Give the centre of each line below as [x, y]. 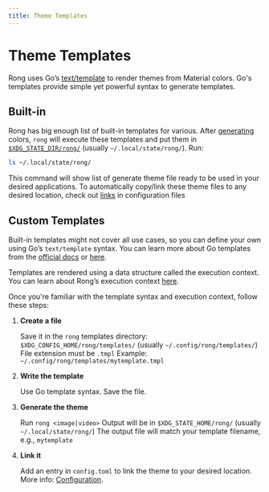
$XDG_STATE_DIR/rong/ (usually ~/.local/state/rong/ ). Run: [106, 148]
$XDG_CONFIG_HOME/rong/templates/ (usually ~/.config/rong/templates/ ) [139, 345]
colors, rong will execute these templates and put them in [103, 139]
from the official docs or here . [57, 257]
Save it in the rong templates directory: [84, 336]
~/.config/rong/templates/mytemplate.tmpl [92, 361]
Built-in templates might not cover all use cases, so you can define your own [135, 240]
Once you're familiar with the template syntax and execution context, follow [133, 297]
